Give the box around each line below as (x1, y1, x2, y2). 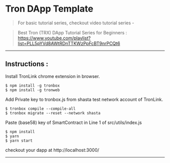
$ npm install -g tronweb (5, 87, 60, 93)
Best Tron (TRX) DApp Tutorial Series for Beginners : (17, 29, 127, 35)
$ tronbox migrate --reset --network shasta (5, 110, 101, 115)
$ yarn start (5, 138, 33, 143)
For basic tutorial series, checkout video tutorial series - (17, 20, 135, 26)
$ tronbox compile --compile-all (5, 106, 76, 111)
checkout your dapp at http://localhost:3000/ (5, 147, 100, 153)
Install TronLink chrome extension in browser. (5, 73, 100, 79)
